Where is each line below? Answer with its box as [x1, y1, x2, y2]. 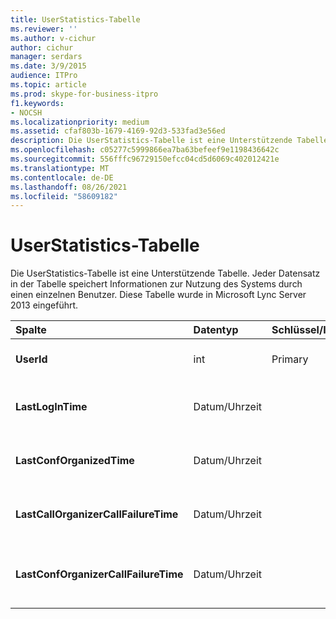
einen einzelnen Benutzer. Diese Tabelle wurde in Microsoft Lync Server [10, 289, 307, 301]
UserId [15, 352, 48, 366]
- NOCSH [10, 107, 43, 118]
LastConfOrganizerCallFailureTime [15, 567, 184, 581]
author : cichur [10, 42, 74, 53]
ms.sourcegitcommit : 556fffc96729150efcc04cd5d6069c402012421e [10, 154, 280, 164]
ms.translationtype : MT [10, 163, 110, 173]
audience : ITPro [10, 71, 78, 81]
